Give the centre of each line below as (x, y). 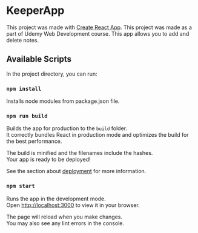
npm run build (27, 116)
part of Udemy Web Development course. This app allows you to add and (98, 33)
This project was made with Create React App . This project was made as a (99, 27)
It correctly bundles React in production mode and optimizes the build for (97, 135)
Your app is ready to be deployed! (48, 159)
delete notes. (23, 40)
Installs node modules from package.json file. (63, 101)
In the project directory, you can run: (52, 74)
